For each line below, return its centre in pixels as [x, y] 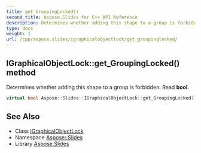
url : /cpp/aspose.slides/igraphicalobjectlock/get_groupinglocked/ [92, 39]
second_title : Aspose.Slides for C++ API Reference [72, 17]
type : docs [20, 28]
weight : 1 [19, 34]
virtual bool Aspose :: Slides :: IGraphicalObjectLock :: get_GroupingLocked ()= [103, 98]
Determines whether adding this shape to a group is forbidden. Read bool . [98, 87]
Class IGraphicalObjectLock [49, 131]
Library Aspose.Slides [42, 143]
